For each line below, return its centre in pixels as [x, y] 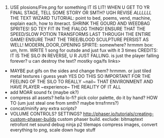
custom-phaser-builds [33, 119]
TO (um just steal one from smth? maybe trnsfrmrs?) [64, 103]
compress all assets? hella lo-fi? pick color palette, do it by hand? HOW [84, 98]
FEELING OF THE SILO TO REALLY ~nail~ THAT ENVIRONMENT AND [81, 81]
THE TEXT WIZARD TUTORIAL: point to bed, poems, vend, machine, [80, 18]
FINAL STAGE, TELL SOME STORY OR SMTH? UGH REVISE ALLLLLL [81, 13]
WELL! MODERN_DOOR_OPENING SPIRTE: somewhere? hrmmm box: [81, 45]
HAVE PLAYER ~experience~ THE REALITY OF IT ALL [65, 87]
